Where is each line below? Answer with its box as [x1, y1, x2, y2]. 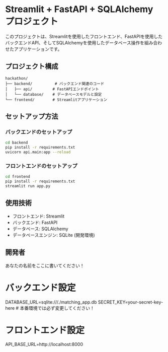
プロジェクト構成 [5, 62, 58, 71]
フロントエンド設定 [5, 324, 85, 336]
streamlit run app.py [5, 184, 51, 189]
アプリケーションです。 [14, 46, 62, 52]
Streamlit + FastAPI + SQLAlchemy [5, 4, 153, 15]
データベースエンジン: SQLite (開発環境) [12, 232, 95, 238]
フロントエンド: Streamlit [12, 213, 65, 219]
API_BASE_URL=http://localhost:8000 [5, 341, 83, 347]
